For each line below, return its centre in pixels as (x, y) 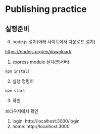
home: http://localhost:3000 (41, 126)
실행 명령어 (23, 81)
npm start (15, 91)
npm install (17, 71)
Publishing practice (46, 9)
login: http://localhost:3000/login (46, 121)
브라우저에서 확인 (22, 111)
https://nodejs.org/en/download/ (38, 52)
